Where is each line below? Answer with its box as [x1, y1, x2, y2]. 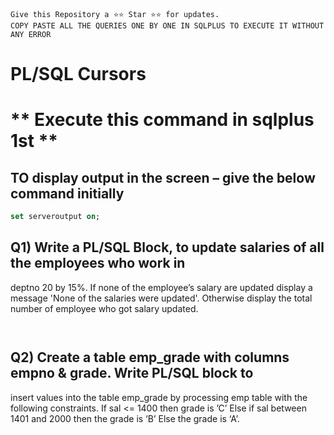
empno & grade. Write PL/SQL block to [10, 365, 254, 382]
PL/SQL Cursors [10, 63, 147, 86]
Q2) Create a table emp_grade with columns [10, 349, 290, 366]
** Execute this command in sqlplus [10, 109, 315, 131]
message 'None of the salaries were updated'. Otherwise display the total [10, 292, 313, 304]
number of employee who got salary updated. [10, 302, 199, 314]
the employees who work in [10, 255, 186, 272]
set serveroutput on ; [10, 212, 101, 222]
